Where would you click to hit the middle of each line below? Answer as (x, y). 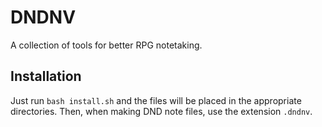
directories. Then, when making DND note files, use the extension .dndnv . (161, 111)
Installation (46, 76)
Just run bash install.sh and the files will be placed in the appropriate (156, 100)
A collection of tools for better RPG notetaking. (106, 45)
